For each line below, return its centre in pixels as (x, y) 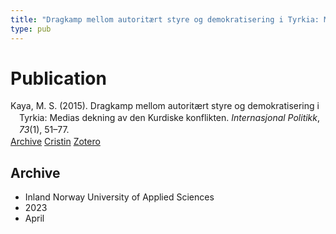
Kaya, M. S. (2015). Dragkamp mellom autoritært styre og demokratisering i (165, 106)
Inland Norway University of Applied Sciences (119, 197)
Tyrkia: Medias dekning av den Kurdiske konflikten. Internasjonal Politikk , (170, 118)
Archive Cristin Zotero (55, 142)
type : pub (31, 29)
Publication (58, 78)
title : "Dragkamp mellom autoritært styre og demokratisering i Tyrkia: (165, 19)
